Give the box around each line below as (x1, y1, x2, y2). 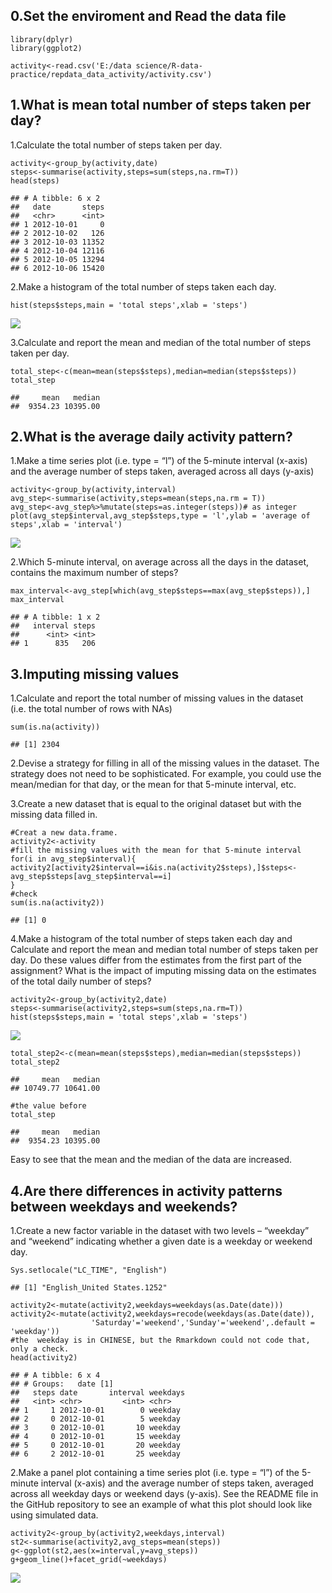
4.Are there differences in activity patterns (10, 1182, 283, 1199)
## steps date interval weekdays (10, 1388, 186, 1398)
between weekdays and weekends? (10, 1198, 238, 1215)
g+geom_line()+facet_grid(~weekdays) (10, 1555, 168, 1565)
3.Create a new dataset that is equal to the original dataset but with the (10, 798, 302, 810)
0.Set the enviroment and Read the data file (10, 8, 287, 25)
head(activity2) (10, 1353, 78, 1363)
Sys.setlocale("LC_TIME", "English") (10, 1265, 168, 1276)
